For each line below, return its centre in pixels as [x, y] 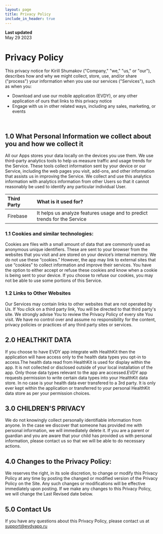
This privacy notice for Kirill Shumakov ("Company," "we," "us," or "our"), [78, 71]
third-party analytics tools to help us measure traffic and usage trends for [78, 161]
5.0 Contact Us [28, 509]
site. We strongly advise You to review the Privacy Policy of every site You [79, 314]
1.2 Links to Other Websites [38, 293]
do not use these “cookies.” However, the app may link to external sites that [81, 260]
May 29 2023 [18, 38]
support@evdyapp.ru [26, 526]
